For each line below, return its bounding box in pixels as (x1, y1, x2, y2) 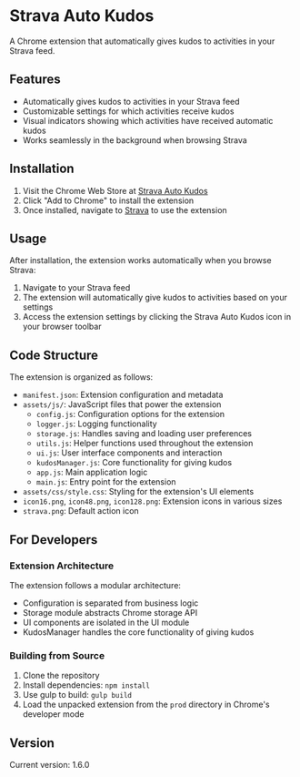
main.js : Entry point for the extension (35, 476, 176, 487)
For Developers (9, 532, 98, 547)
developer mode (22, 709, 85, 720)
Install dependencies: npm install (22, 680, 150, 690)
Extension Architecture (9, 559, 115, 572)
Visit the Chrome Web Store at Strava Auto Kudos (22, 185, 208, 196)
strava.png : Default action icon (22, 506, 139, 516)
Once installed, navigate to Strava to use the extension (22, 204, 227, 215)
